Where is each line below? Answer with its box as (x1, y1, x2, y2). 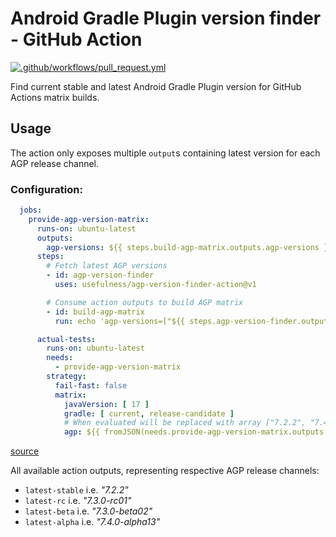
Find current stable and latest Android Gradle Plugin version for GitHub (10, 80, 302, 92)
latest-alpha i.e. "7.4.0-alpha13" (24, 516, 161, 528)
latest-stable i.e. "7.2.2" (24, 484, 129, 496)
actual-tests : (36, 334, 97, 344)
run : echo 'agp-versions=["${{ (54, 316, 186, 326)
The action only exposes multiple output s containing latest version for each (10, 147, 321, 159)
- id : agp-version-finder (46, 270, 155, 281)
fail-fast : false (54, 380, 128, 391)
